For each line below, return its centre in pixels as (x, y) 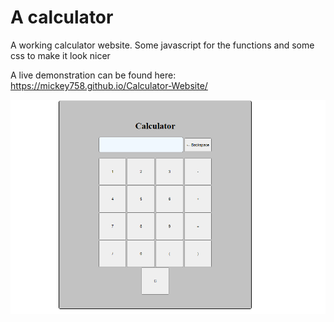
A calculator (62, 17)
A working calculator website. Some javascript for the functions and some (162, 45)
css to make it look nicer (60, 55)
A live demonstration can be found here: (93, 75)
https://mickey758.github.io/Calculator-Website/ (109, 85)
